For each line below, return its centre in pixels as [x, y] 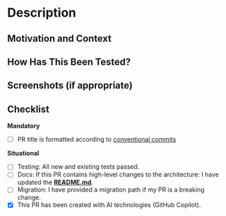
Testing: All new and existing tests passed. [78, 167]
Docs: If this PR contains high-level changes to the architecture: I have [118, 174]
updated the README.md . [55, 183]
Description [42, 13]
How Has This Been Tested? [69, 61]
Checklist [29, 109]
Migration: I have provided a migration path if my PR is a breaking [111, 190]
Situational [23, 153]
